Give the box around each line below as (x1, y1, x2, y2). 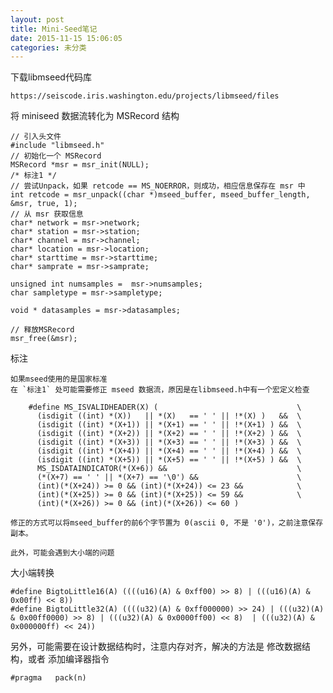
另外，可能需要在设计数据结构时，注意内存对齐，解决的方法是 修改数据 (10, 641, 302, 653)
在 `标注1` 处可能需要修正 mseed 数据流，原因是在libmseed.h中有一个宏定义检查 (10, 385, 310, 395)
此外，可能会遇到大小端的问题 (10, 548, 115, 558)
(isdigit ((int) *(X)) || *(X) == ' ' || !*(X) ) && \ (36, 411, 302, 421)
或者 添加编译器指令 (27, 653, 110, 665)
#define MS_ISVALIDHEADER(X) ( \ (28, 402, 302, 413)
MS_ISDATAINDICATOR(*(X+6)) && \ (36, 464, 302, 474)
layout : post (10, 14, 65, 25)
